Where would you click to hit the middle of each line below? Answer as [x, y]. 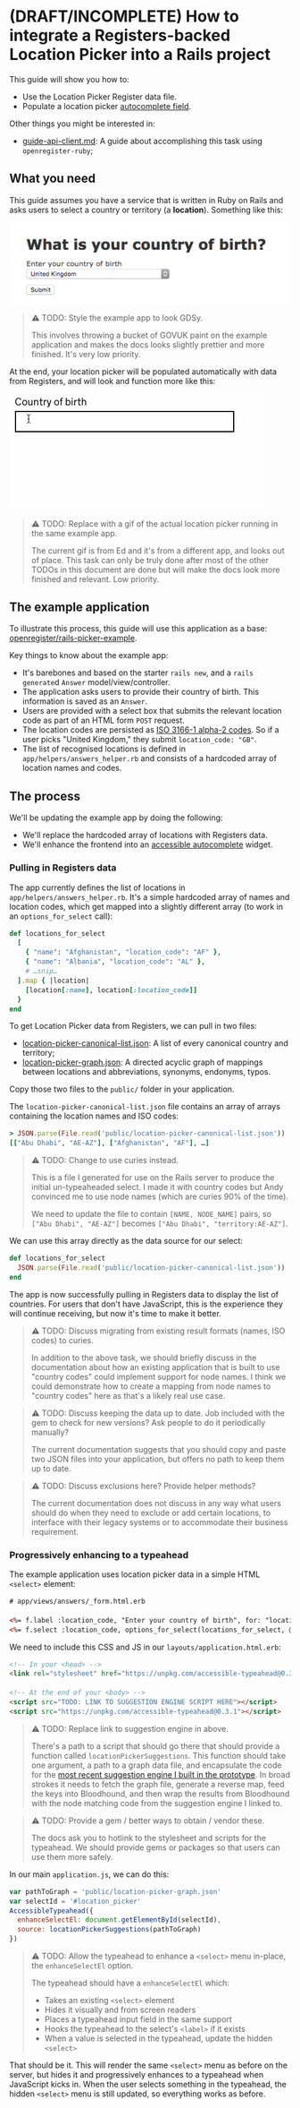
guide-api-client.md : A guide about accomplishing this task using [142, 141]
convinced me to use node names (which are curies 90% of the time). [159, 1196]
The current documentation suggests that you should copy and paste [158, 1449]
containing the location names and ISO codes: [94, 1116]
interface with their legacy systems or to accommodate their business [159, 1522]
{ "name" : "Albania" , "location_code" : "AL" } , [115, 962]
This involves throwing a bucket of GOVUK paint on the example [149, 335]
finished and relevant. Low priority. [95, 578]
